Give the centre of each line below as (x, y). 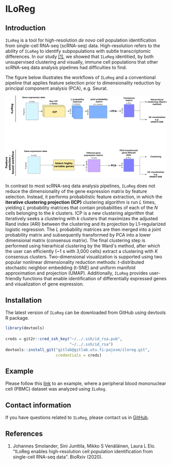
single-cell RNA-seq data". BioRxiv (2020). (58, 457)
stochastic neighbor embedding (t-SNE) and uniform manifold (70, 268)
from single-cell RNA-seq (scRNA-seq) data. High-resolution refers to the (83, 46)
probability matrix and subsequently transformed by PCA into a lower (78, 235)
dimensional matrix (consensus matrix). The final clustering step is (76, 240)
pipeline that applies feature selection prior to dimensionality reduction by (83, 83)
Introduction (26, 28)
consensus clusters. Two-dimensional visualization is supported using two (84, 257)
